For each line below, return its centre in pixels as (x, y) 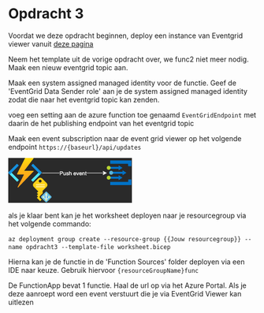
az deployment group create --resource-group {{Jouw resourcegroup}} (125, 239)
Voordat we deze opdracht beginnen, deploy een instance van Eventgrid (126, 35)
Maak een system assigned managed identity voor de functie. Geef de (122, 83)
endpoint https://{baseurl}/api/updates (75, 147)
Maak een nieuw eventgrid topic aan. (68, 67)
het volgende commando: (50, 224)
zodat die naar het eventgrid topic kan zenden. (84, 99)
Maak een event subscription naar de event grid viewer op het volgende (125, 138)
